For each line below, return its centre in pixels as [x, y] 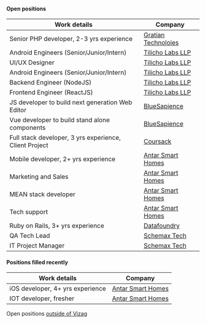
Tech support [29, 212]
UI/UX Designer [32, 63]
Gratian [154, 35]
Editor [18, 110]
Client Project [29, 145]
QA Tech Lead [30, 236]
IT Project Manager [37, 246]
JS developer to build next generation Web [71, 102]
